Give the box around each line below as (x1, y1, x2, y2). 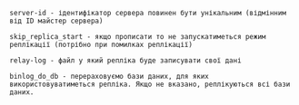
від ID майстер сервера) (9, 16, 104, 25)
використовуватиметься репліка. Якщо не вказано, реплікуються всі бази (9, 80, 291, 89)
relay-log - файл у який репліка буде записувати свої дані (9, 56, 243, 65)
